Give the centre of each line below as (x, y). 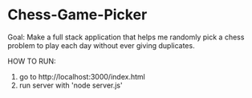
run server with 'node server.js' (71, 85)
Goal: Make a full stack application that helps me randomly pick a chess (126, 37)
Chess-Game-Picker (77, 15)
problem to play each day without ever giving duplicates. (101, 45)
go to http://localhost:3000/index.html (82, 76)
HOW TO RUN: (32, 61)
